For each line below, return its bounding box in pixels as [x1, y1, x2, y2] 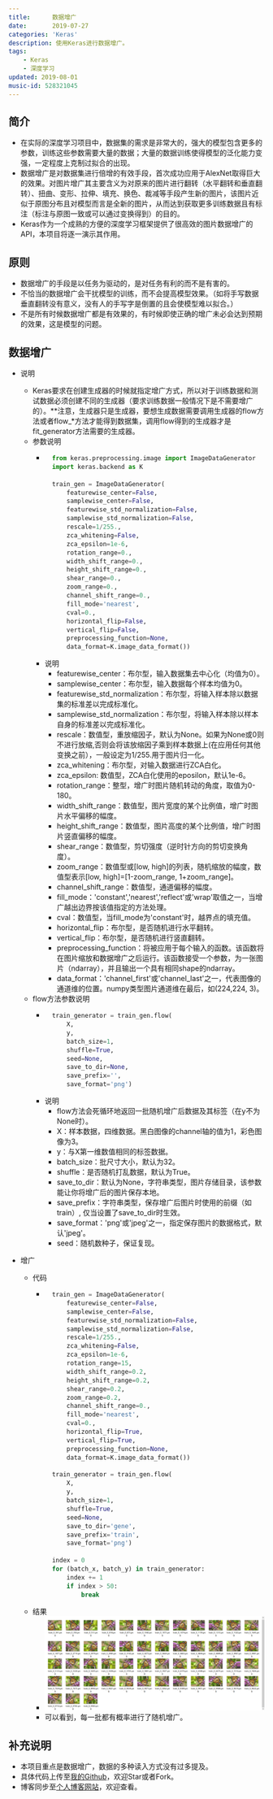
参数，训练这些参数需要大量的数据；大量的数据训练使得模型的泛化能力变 [19, 148, 262, 158]
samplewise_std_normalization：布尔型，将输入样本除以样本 [56, 710, 258, 719]
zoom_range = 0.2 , [66, 1393, 122, 1401]
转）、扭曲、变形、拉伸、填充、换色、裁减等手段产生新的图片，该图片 [19, 189, 252, 198]
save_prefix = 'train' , [66, 1531, 140, 1539]
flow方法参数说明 [32, 994, 90, 1004]
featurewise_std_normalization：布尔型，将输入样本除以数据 [56, 689, 258, 699]
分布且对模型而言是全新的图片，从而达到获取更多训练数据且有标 [48, 199, 262, 209]
